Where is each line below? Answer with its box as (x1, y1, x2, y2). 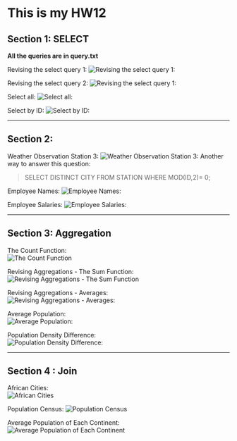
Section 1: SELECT (7, 33, 90, 45)
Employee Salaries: (7, 200, 63, 209)
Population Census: (7, 405, 64, 414)
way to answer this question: (7, 159, 91, 168)
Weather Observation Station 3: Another (7, 151, 224, 160)
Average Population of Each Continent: (7, 418, 120, 427)
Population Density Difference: (7, 330, 97, 339)
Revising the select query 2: (7, 79, 88, 87)
